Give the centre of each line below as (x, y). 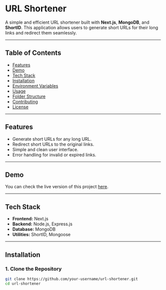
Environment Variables (35, 86)
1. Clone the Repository (33, 269)
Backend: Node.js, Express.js (42, 224)
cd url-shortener (23, 284)
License (20, 107)
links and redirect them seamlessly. (41, 33)
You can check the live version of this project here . (57, 187)
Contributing (25, 101)
